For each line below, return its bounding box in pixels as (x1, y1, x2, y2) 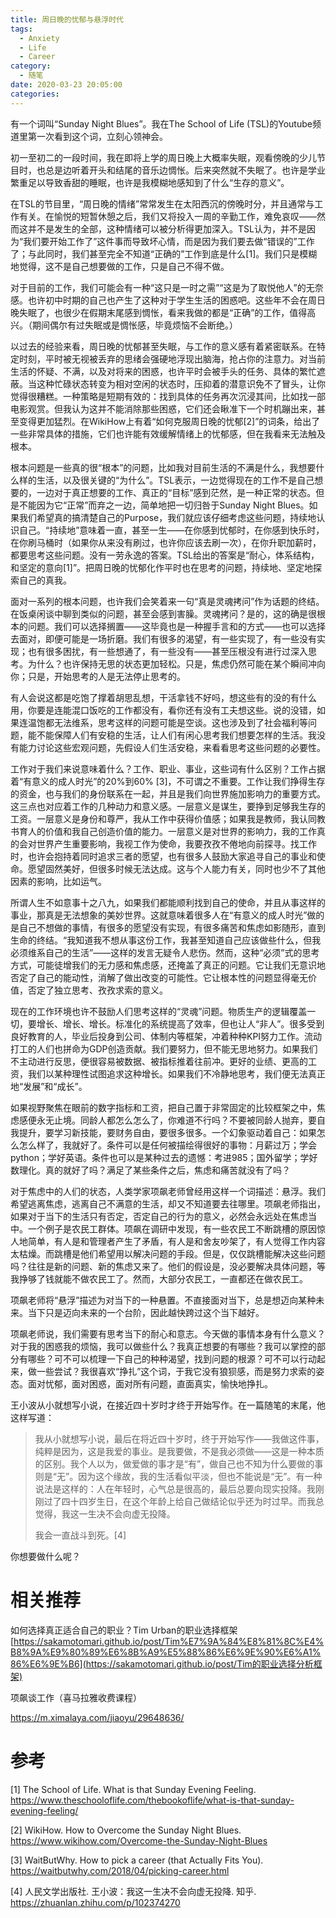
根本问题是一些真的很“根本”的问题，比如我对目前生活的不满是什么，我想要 (10, 461, 317, 473)
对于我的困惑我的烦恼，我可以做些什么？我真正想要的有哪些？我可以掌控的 (10, 1340, 317, 1352)
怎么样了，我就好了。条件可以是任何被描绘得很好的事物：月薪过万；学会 (18, 1139, 317, 1151)
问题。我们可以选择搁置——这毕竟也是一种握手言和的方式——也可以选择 (27, 620, 326, 632)
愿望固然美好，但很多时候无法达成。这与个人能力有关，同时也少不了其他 (27, 862, 326, 875)
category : (10, 61, 52, 71)
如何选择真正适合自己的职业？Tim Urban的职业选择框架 (10, 1624, 238, 1636)
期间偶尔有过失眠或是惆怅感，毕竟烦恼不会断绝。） (31, 319, 238, 331)
